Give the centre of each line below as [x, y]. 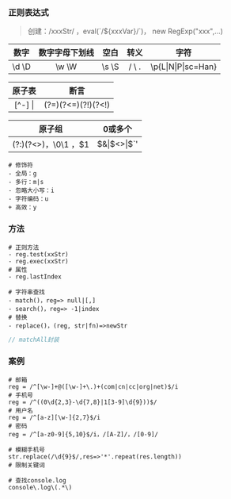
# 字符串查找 [27, 292]
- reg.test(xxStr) [38, 254]
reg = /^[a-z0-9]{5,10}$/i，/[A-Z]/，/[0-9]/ [83, 434]
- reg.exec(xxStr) [38, 261]
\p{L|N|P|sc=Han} [184, 67]
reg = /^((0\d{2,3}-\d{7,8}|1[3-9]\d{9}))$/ [83, 402]
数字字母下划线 [66, 53]
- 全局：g [23, 174]
